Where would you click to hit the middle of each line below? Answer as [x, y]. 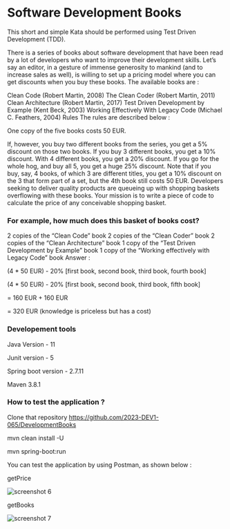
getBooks [21, 505]
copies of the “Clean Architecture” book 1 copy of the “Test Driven [101, 243]
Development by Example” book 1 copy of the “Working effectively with [108, 251]
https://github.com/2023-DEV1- [114, 417]
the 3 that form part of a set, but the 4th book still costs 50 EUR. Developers [115, 180]
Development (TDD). [36, 39]
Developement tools [42, 329]
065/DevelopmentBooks [42, 424]
